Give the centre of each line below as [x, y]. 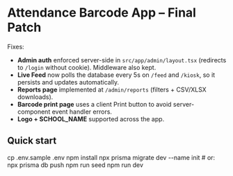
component [34, 112]
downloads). [35, 97]
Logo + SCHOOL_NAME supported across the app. [91, 118]
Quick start [32, 141]
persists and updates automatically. [68, 82]
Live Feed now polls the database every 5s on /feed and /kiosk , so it [116, 75]
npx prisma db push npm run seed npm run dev [75, 165]
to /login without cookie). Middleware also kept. [87, 67]
